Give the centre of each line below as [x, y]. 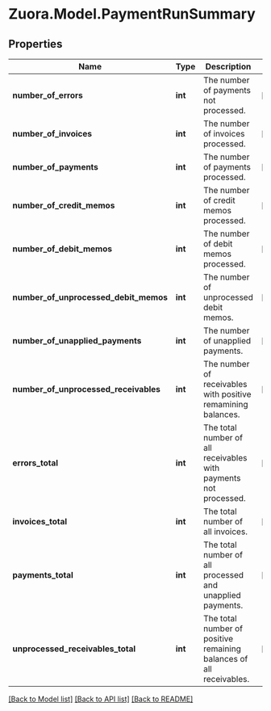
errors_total [35, 463]
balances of [225, 659]
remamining [225, 404]
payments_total [43, 575]
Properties [35, 44]
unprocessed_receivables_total [74, 649]
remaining [222, 649]
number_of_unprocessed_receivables [87, 389]
